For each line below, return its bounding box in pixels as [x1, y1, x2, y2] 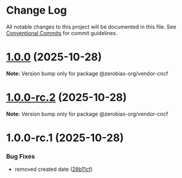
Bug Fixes [6, 152, 36, 160]
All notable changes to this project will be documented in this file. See [6, 23, 177, 30]
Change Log [6, 4, 67, 17]
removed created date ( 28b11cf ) [14, 166, 93, 173]
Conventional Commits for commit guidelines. [6, 29, 117, 36]
